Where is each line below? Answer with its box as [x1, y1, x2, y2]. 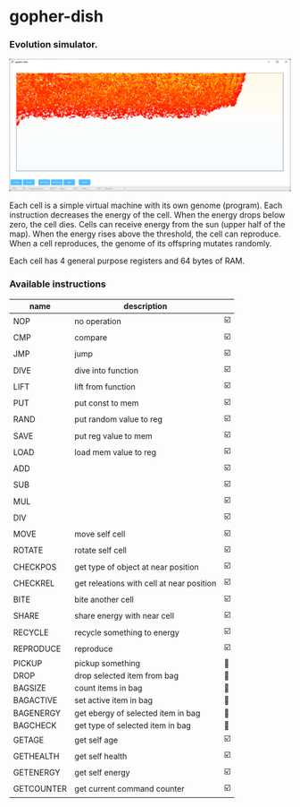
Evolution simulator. [9, 39, 98, 51]
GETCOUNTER [12, 784, 67, 794]
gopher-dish [9, 6, 104, 27]
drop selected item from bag [74, 670, 179, 681]
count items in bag [74, 683, 143, 693]
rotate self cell [74, 545, 127, 556]
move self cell [74, 528, 126, 539]
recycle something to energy [74, 627, 180, 638]
